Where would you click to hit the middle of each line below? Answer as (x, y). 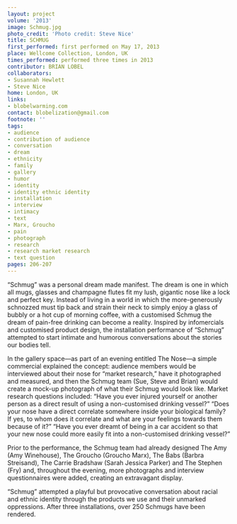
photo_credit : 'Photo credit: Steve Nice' (71, 34)
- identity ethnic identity (49, 192)
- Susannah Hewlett (36, 80)
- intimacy (23, 212)
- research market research (49, 251)
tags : (15, 126)
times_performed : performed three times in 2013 (80, 60)
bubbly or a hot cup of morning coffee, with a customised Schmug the (110, 314)
